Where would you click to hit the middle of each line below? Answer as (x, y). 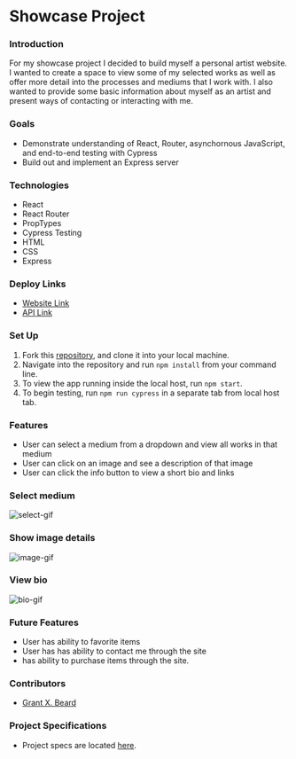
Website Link (46, 303)
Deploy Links (38, 284)
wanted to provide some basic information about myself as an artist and (140, 91)
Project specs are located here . (79, 745)
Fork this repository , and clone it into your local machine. (126, 355)
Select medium (42, 496)
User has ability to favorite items (81, 642)
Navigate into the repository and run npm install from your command (149, 364)
